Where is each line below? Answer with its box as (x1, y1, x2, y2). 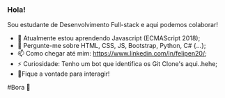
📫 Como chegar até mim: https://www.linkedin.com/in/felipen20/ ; (17, 49, 207, 58)
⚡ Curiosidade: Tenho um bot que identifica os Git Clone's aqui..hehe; (17, 60, 218, 68)
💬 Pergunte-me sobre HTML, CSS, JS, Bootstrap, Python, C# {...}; (17, 42, 206, 50)
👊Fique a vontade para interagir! (17, 70, 110, 78)
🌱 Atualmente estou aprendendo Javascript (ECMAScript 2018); (17, 34, 201, 42)
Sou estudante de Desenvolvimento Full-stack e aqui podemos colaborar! (7, 21, 218, 29)
